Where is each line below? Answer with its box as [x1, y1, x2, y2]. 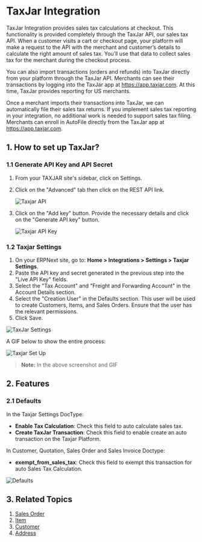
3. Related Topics [6, 494, 72, 504]
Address [14, 529, 36, 537]
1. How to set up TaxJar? [6, 142, 99, 152]
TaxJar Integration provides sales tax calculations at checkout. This [6, 24, 174, 31]
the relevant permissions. [14, 307, 78, 315]
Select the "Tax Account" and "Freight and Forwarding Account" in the [14, 282, 191, 289]
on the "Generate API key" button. [14, 216, 100, 223]
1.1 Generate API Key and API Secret [6, 160, 113, 169]
